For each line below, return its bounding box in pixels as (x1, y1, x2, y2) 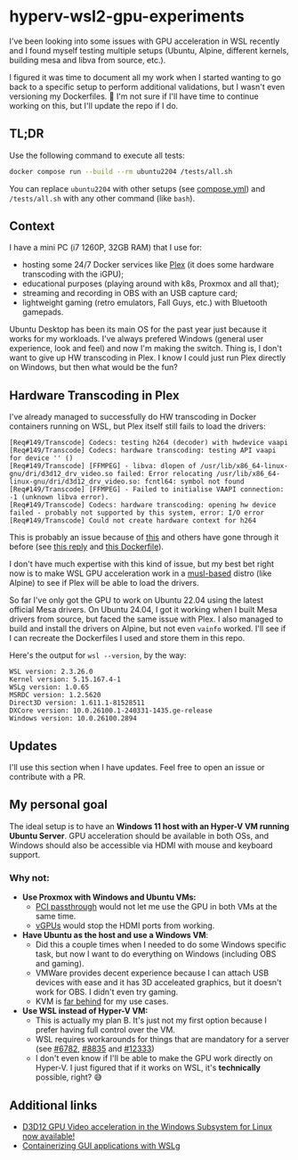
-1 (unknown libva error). (9, 493, 109, 502)
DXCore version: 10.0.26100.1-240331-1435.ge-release (9, 706, 213, 715)
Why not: (9, 871, 51, 884)
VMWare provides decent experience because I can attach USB (35, 967, 270, 978)
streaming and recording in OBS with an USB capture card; (21, 288, 238, 299)
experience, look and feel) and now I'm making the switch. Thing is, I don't (9, 343, 283, 354)
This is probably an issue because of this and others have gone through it (9, 532, 279, 543)
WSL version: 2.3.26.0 (9, 667, 93, 677)
